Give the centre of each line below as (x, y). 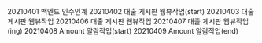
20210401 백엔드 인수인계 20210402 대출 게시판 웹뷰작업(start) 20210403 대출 (131, 11)
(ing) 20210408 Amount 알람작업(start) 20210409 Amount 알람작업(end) (123, 31)
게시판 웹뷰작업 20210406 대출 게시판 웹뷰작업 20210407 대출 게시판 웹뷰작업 (128, 21)
